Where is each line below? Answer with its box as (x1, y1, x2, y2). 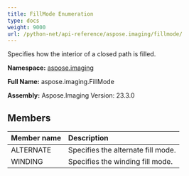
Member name (11, 133, 62, 143)
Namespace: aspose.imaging (7, 63, 94, 72)
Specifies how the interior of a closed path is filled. (7, 50, 156, 58)
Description (67, 133, 109, 143)
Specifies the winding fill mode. (67, 157, 173, 167)
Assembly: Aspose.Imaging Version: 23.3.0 (7, 91, 135, 100)
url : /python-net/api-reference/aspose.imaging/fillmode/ (7, 30, 183, 38)
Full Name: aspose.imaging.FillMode (7, 78, 115, 86)
